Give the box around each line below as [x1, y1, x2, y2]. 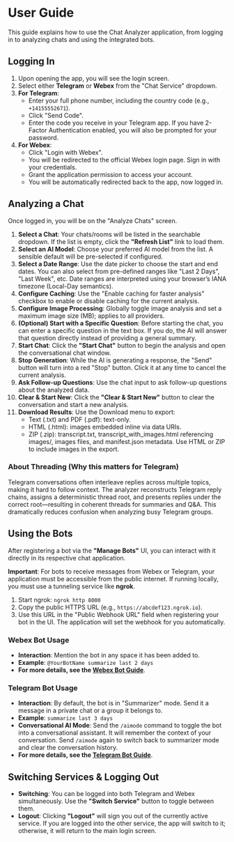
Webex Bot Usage [8, 635, 70, 645]
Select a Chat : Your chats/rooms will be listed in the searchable [17, 230, 201, 238]
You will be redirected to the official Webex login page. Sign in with [28, 155, 221, 164]
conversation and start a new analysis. [17, 400, 129, 408]
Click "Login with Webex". [28, 148, 103, 156]
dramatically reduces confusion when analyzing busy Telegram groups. [8, 507, 213, 516]
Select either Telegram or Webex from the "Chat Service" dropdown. [17, 82, 217, 90]
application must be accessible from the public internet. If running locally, [8, 574, 219, 583]
